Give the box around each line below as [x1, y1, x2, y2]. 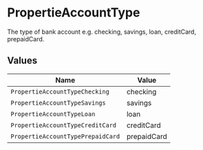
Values [7, 55, 38, 67]
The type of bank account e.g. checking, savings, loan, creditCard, [7, 28, 197, 36]
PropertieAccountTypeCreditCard [10, 121, 117, 129]
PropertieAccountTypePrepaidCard [10, 132, 120, 140]
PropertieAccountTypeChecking [10, 87, 110, 96]
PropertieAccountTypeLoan [10, 110, 96, 118]
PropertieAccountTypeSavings [10, 98, 106, 107]
